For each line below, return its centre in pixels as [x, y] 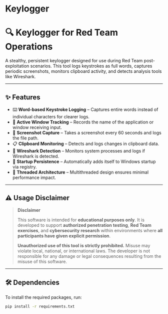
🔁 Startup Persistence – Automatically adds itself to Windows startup [84, 162]
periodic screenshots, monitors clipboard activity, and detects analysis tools [83, 71]
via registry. [24, 167]
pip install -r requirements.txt [40, 306]
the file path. [25, 138]
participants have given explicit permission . [64, 236]
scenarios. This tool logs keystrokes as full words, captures [91, 66]
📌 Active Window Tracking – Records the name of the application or [83, 122]
